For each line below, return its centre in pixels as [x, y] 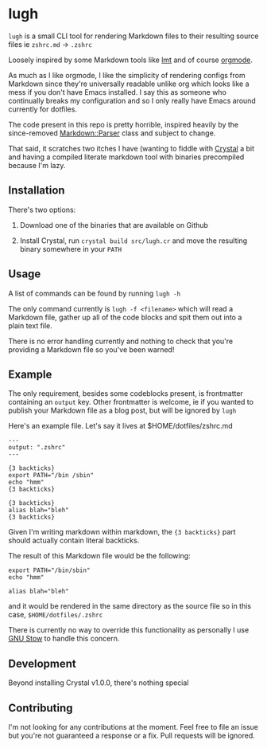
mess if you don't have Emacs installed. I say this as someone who [117, 92]
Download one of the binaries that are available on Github [114, 225]
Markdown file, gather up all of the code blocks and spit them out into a [125, 317]
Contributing [41, 708]
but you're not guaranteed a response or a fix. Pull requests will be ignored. [132, 735]
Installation [37, 191]
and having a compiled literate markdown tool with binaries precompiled [126, 157]
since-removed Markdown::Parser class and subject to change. [112, 133]
